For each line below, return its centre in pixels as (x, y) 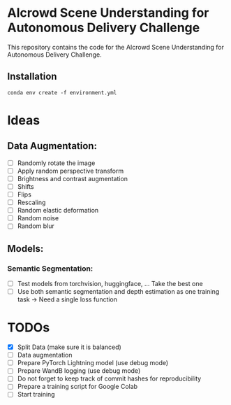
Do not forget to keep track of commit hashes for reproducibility (109, 378)
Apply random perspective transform (70, 171)
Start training (36, 395)
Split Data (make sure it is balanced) (69, 347)
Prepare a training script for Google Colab (77, 387)
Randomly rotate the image (56, 163)
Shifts (25, 186)
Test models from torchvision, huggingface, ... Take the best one (110, 284)
